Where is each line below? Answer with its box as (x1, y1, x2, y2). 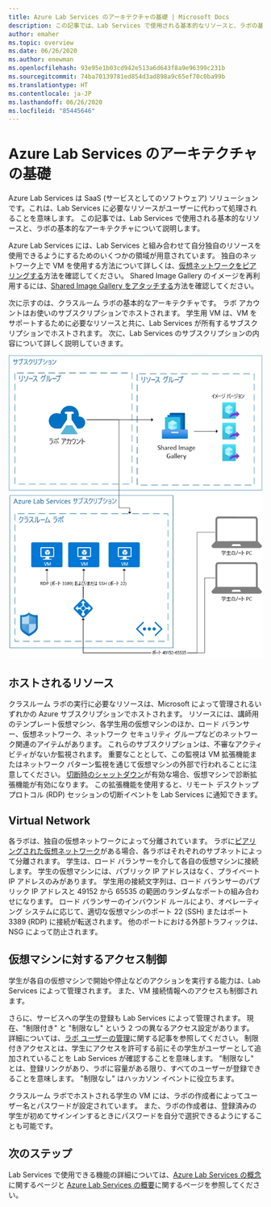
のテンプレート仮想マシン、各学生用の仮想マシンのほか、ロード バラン (8, 719, 244, 729)
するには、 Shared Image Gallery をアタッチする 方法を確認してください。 (15, 281, 259, 290)
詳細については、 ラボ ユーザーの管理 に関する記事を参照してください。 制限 (8, 1033, 260, 1042)
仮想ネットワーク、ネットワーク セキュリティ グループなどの (22, 729, 223, 739)
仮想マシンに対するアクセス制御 (8, 953, 167, 967)
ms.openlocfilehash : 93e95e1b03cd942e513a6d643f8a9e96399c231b (8, 65, 226, 73)
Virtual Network (8, 813, 91, 827)
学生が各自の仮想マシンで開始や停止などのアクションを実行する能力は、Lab (8, 975, 261, 985)
